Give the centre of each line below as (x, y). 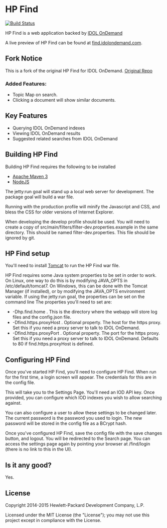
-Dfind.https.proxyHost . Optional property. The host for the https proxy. (87, 323)
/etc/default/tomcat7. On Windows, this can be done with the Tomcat (76, 286)
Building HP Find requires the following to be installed (60, 167)
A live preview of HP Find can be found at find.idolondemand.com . (74, 43)
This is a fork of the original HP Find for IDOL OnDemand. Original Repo (79, 70)
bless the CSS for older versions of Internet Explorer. (60, 212)
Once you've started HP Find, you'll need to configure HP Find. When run (81, 372)
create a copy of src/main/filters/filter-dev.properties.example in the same (82, 227)
